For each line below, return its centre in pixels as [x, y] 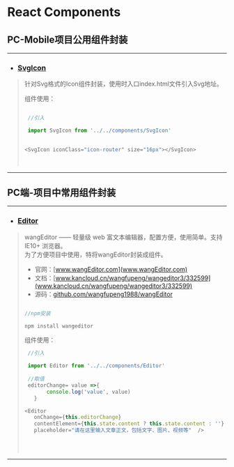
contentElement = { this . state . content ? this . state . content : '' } [129, 424]
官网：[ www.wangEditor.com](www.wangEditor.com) [111, 269]
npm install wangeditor [59, 326]
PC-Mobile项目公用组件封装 [68, 39]
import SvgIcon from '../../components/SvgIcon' [100, 131]
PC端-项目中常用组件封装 [62, 192]
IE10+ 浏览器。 [45, 245]
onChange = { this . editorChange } [78, 418]
